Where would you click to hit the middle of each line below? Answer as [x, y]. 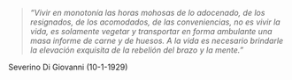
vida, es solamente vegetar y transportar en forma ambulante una [151, 31]
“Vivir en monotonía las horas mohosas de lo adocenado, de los [147, 13]
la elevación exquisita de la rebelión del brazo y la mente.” [137, 50]
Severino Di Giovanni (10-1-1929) [68, 67]
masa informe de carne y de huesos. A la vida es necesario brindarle [157, 40]
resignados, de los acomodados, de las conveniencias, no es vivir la [155, 22]
